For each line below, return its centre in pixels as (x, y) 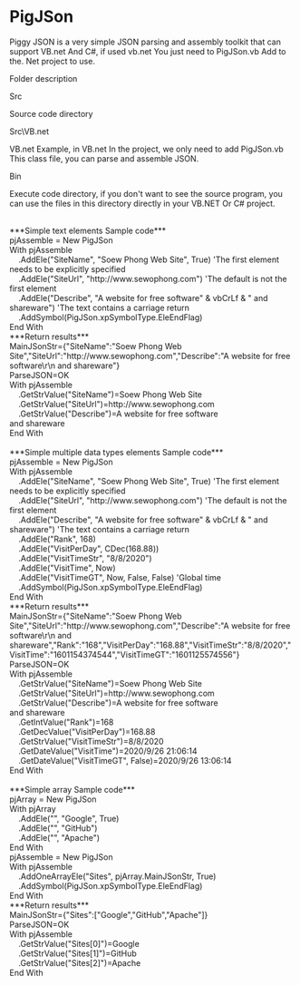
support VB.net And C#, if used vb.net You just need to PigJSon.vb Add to (148, 51)
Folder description (44, 78)
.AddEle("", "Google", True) (68, 818)
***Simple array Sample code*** (73, 789)
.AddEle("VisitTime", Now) (67, 568)
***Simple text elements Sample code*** (88, 230)
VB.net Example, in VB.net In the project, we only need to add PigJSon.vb (146, 149)
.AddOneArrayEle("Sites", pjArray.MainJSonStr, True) (117, 876)
